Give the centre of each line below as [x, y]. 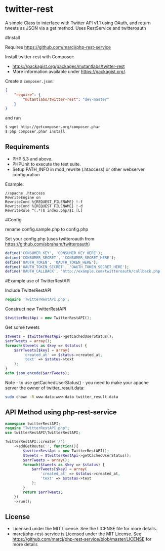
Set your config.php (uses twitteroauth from [50, 238]
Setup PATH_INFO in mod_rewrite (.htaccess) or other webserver [78, 169]
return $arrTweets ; [43, 492]
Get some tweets [22, 327]
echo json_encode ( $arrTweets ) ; [37, 373]
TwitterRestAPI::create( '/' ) [35, 442]
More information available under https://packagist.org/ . [69, 71]
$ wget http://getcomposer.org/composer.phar [53, 127]
